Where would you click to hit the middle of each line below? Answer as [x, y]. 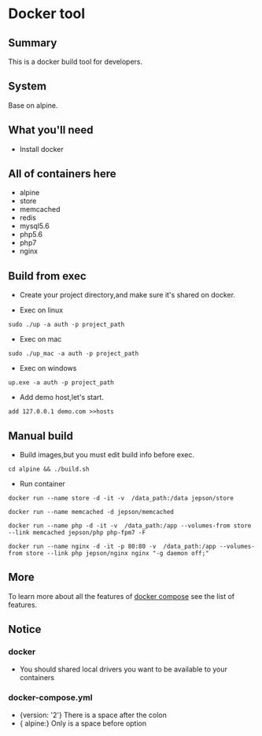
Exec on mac [41, 339]
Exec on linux [41, 310]
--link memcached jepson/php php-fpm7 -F [77, 533]
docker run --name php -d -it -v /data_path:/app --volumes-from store [130, 526]
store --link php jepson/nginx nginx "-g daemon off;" [118, 553]
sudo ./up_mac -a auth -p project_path [74, 354]
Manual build [41, 436]
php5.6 [31, 235]
